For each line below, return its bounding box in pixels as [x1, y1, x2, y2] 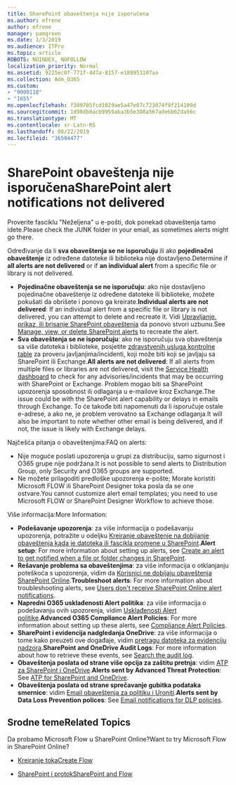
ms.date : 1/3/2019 [7, 37, 61, 44]
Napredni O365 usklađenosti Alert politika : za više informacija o [17, 599, 206, 607]
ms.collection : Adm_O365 [7, 75, 80, 83]
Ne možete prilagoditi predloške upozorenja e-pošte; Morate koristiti [17, 474, 216, 483]
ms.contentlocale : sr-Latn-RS [7, 121, 96, 129]
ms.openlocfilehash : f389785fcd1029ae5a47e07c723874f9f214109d [7, 102, 197, 109]
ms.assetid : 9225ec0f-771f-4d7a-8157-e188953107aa [7, 69, 159, 76]
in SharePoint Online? [7, 743, 70, 751]
